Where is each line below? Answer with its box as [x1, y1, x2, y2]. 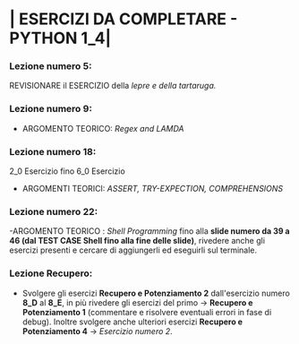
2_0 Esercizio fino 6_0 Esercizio [9, 166, 125, 176]
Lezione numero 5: [9, 60, 92, 73]
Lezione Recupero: [9, 267, 93, 279]
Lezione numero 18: [9, 145, 97, 158]
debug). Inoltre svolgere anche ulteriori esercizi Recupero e [21, 316, 243, 327]
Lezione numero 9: [9, 103, 92, 116]
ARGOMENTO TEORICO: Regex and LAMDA [21, 123, 184, 133]
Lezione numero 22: [9, 206, 98, 218]
